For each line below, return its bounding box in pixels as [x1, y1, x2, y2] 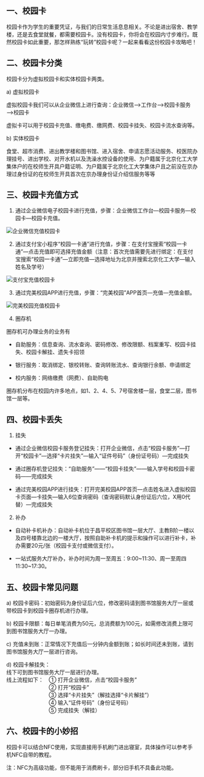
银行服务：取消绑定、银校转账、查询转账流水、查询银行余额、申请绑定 [15, 361, 191, 369]
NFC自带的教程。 [11, 751, 55, 758]
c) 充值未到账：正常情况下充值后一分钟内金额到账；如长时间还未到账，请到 [6, 641, 194, 648]
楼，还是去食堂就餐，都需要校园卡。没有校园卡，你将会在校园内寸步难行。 [6, 30, 192, 38]
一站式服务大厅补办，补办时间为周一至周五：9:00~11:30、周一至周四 [15, 555, 187, 562]
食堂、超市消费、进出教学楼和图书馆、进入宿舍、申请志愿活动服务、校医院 [6, 147, 192, 155]
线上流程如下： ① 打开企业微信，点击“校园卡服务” [6, 676, 137, 683]
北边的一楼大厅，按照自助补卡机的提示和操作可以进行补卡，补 [41, 534, 196, 542]
